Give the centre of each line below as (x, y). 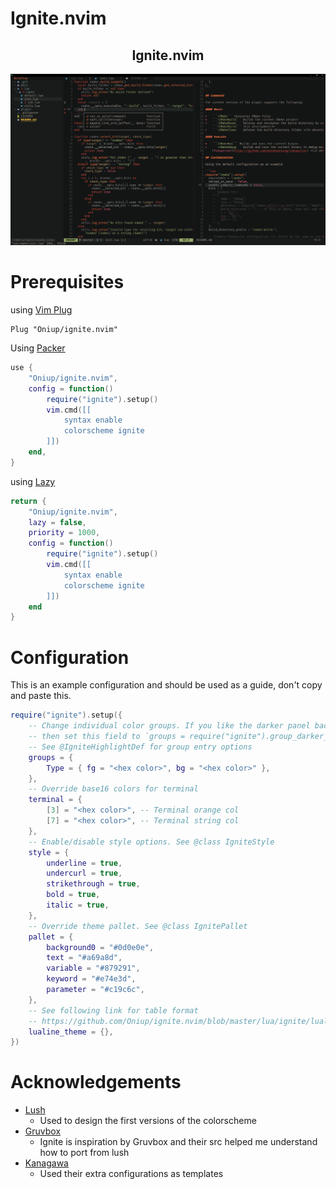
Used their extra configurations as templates (131, 1174)
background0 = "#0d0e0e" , (100, 947)
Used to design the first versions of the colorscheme (148, 1121)
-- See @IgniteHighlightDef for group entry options (140, 747)
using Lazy (33, 481)
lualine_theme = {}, (71, 1032)
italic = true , (78, 905)
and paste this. (41, 696)
